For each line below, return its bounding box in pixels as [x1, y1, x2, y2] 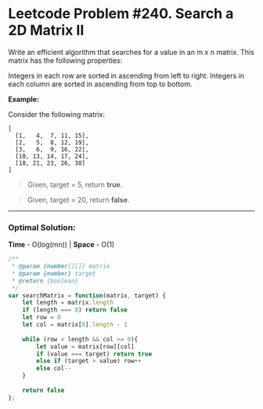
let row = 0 [22, 313, 61, 322]
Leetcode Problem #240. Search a [8, 5, 234, 23]
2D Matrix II [8, 21, 85, 39]
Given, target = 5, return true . [27, 180, 123, 189]
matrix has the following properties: [8, 56, 123, 65]
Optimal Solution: [8, 221, 76, 232]
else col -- [36, 364, 72, 373]
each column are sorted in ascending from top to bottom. [8, 79, 193, 89]
